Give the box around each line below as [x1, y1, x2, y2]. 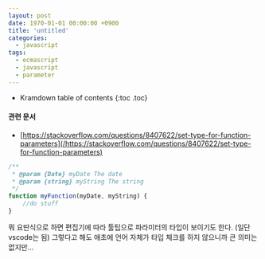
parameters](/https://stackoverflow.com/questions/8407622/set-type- [19, 139, 251, 148]
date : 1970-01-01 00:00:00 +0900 [8, 19, 119, 27]
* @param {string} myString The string [11, 177, 145, 186]
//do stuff [22, 200, 59, 208]
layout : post [8, 11, 52, 20]
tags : [8, 49, 26, 57]
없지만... [8, 242, 34, 252]
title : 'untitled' [8, 26, 69, 34]
